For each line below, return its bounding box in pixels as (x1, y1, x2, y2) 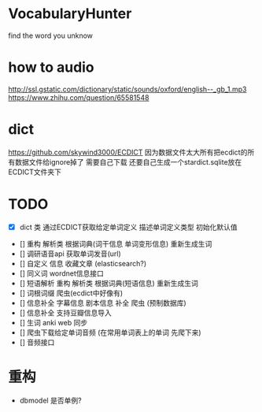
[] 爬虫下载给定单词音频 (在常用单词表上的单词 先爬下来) (19, 328, 202, 337)
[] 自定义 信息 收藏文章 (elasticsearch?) (19, 258, 147, 268)
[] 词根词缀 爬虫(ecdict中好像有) (19, 288, 124, 298)
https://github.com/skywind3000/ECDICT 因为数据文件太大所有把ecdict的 (8, 147, 248, 157)
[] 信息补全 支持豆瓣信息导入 (19, 308, 112, 317)
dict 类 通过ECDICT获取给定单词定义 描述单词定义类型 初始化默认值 (19, 222, 238, 232)
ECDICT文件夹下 (8, 167, 61, 176)
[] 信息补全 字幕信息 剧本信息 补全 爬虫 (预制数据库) (19, 298, 186, 307)
